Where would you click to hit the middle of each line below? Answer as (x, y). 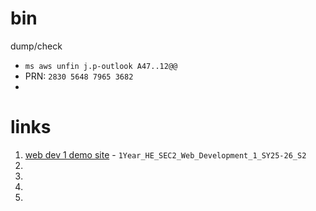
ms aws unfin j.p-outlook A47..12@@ (101, 66)
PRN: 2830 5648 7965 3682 (79, 76)
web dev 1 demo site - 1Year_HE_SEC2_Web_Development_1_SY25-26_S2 (165, 154)
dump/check (36, 46)
